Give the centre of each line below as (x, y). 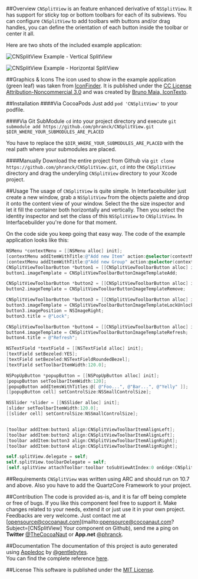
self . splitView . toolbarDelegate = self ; (57, 462)
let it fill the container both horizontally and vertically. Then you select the (95, 210)
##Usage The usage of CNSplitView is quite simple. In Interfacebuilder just (96, 191)
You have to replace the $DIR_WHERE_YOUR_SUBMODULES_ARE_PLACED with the (95, 143)
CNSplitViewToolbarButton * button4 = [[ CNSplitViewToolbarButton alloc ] (97, 327)
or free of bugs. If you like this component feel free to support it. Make (92, 503)
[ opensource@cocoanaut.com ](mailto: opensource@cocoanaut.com (89, 522)
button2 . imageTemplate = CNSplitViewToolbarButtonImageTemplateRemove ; (96, 289)
